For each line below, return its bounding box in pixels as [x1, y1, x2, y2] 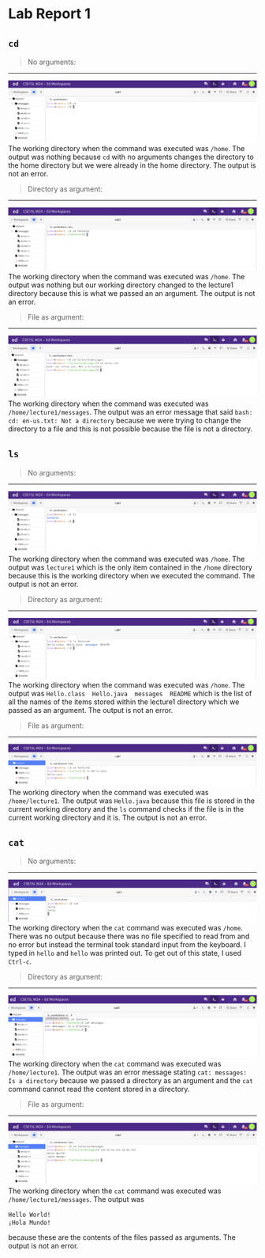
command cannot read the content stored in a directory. [8, 1085, 190, 1094]
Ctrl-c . [8, 957, 32, 966]
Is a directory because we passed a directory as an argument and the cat [8, 1076, 254, 1086]
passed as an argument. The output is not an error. [8, 705, 174, 714]
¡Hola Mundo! [8, 1219, 51, 1227]
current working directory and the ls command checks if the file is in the [8, 804, 244, 813]
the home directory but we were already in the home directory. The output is [8, 161, 256, 170]
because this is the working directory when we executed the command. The [8, 570, 256, 580]
